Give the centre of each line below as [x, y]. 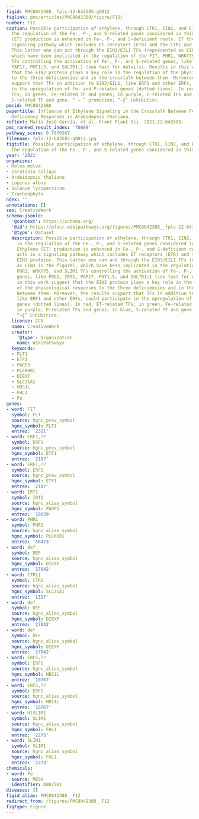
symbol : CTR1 [28, 580]
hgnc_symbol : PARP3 [36, 508]
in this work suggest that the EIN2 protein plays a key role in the [105, 282]
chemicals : [20, 768]
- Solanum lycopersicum [36, 188]
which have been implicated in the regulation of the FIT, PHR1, [94, 56]
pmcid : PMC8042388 [29, 105]
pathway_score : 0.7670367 [38, 133]
